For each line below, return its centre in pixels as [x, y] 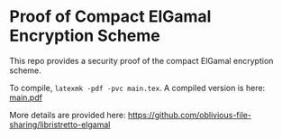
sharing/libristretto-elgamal [60, 125]
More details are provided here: [68, 115]
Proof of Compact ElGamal [110, 17]
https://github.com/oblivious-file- [190, 115]
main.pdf [26, 97]
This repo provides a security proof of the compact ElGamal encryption [141, 60]
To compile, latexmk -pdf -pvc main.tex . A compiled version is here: [137, 88]
